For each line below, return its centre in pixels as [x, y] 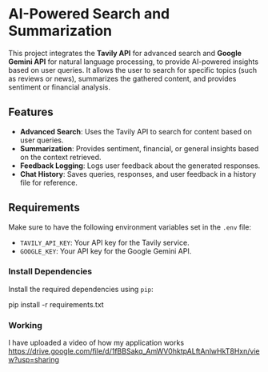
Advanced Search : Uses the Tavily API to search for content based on [136, 131]
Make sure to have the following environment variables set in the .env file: [130, 227]
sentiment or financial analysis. [59, 87]
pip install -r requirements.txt [56, 304]
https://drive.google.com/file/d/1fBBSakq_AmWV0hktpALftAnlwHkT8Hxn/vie [134, 351]
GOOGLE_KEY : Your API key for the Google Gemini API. [106, 251]
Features [31, 112]
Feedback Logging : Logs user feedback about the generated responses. [140, 166]
